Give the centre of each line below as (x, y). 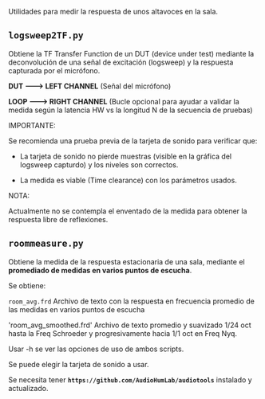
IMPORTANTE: (32, 125)
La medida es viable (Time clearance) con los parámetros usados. (128, 180)
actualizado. (28, 388)
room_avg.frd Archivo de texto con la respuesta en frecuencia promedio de (132, 301)
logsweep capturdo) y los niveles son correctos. (99, 164)
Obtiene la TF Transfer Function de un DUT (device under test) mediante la (131, 53)
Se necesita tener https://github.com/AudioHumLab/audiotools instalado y (131, 379)
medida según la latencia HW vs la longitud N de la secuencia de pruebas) (131, 110)
